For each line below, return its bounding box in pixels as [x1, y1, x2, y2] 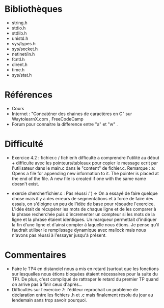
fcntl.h [11, 56, 25, 62]
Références [4, 90, 53, 100]
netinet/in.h [11, 51, 35, 57]
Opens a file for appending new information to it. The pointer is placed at [11, 170, 159, 176]
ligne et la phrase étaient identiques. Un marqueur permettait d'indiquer [11, 216, 157, 222]
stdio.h [11, 25, 26, 31]
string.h [11, 20, 27, 26]
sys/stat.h [11, 72, 32, 78]
